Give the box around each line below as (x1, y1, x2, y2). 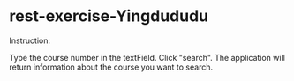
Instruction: (9, 35, 51, 46)
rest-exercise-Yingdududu (9, 6, 209, 26)
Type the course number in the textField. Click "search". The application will (9, 52, 285, 63)
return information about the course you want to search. (9, 62, 214, 72)
